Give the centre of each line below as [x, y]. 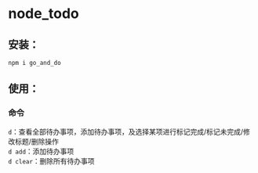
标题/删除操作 [37, 141]
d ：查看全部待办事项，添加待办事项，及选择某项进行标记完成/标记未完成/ [126, 132]
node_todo [44, 14]
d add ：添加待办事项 [41, 151]
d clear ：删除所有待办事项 [52, 160]
